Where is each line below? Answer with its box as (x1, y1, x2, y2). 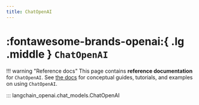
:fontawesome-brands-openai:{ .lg (6, 34, 185, 48)
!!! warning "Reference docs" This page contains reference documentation (6, 67, 193, 74)
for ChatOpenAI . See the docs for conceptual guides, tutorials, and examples (6, 73, 193, 81)
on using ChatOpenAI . (6, 80, 58, 87)
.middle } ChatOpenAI (6, 47, 108, 61)
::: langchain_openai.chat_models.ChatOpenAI (6, 91, 120, 99)
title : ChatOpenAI (6, 8, 52, 15)
